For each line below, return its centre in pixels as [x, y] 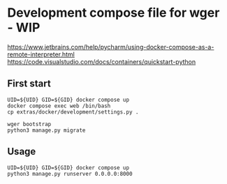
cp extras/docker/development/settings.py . [73, 112]
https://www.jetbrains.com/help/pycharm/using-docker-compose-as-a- [111, 47]
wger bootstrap [29, 124]
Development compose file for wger [113, 13]
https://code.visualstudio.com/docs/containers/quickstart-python [102, 61]
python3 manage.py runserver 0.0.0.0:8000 [70, 174]
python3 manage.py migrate [46, 130]
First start [29, 84]
